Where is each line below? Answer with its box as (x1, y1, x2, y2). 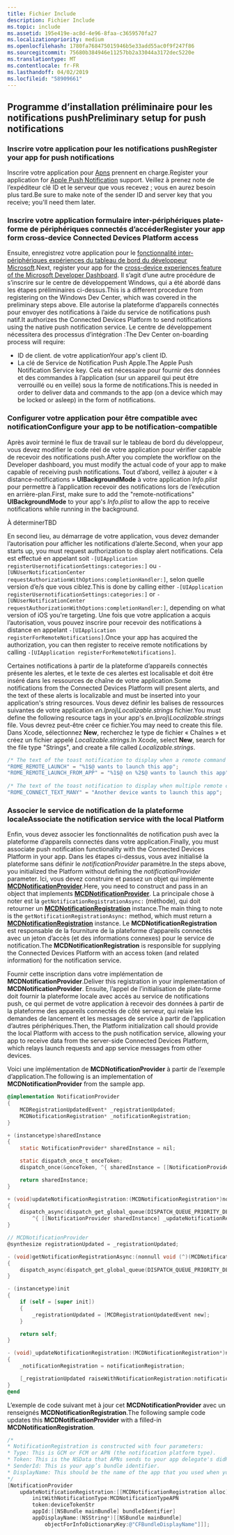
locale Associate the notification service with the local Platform (7, 814, 224, 824)
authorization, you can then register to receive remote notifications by (7, 640, 208, 649)
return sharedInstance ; (19, 1176, 89, 1184)
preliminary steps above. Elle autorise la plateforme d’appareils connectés (7, 301, 219, 309)
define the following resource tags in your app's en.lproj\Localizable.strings (7, 713, 224, 721)
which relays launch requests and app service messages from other (7, 1044, 202, 1052)
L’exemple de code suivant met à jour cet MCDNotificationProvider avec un (7, 1401, 226, 1409)
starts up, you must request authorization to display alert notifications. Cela (7, 546, 223, 555)
